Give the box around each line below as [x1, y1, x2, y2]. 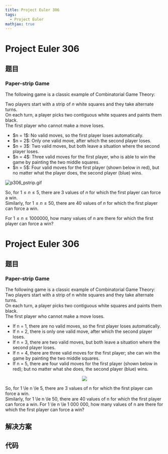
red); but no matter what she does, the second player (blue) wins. [12, 366, 148, 372]
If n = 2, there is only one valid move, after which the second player [12, 328, 152, 334]
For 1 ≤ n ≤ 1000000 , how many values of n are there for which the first [5, 215, 153, 221]
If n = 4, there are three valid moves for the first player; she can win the [12, 350, 160, 356]
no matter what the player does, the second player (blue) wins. [12, 170, 143, 176]
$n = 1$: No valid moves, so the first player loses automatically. [12, 132, 144, 139]
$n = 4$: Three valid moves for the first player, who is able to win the [12, 154, 156, 160]
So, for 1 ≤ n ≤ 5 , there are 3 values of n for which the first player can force [5, 190, 161, 196]
